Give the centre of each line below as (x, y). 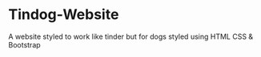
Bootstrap (25, 44)
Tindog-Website (64, 15)
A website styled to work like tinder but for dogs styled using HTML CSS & (131, 36)
